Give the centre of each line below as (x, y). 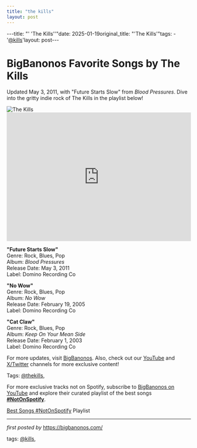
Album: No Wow (26, 298)
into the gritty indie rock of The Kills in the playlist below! (75, 98)
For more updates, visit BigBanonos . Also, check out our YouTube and (91, 358)
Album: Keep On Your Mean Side (46, 335)
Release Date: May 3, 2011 (38, 268)
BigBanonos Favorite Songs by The (94, 63)
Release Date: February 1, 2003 (44, 340)
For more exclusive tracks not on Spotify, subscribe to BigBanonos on (91, 387)
